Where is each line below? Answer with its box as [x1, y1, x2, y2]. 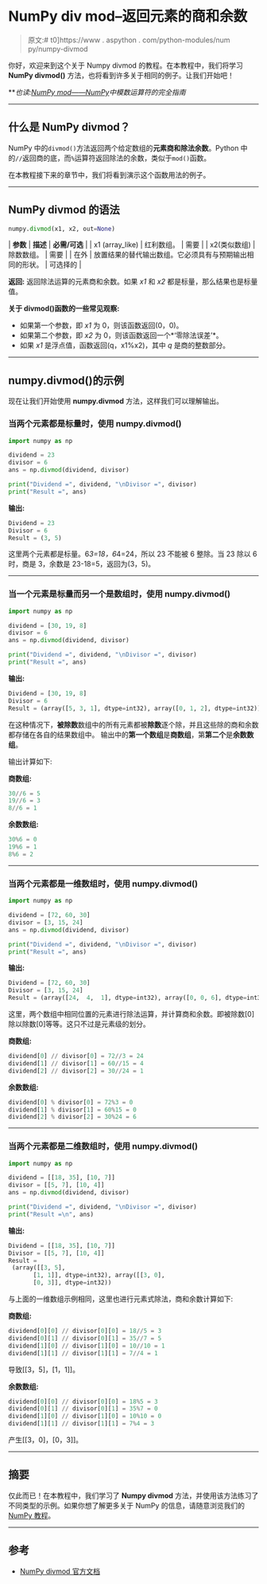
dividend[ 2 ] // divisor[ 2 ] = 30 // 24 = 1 [8, 1067, 145, 1075]
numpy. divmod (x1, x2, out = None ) [8, 225, 115, 233]
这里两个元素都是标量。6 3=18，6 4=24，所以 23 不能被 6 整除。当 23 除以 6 [8, 549, 257, 559]
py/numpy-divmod [27, 44, 89, 53]
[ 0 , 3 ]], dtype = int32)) [33, 1279, 112, 1287]
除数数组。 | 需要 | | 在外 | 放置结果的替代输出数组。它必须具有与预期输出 [8, 250, 248, 260]
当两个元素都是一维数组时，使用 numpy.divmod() [8, 878, 199, 889]
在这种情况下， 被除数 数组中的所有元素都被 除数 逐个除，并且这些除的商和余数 [8, 719, 259, 729]
